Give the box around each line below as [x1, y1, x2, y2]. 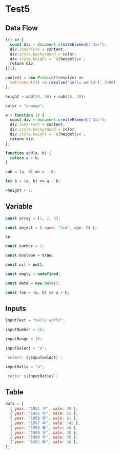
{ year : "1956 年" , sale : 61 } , [10, 415, 78, 421]
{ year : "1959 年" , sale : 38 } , [10, 430, 78, 435]
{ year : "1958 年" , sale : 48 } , [10, 425, 78, 430]
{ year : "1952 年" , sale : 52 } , [10, 411, 78, 416]
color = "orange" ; [5, 103, 45, 108]
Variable [5, 202, 33, 211]
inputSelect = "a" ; [5, 346, 47, 351]
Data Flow [5, 24, 38, 32]
